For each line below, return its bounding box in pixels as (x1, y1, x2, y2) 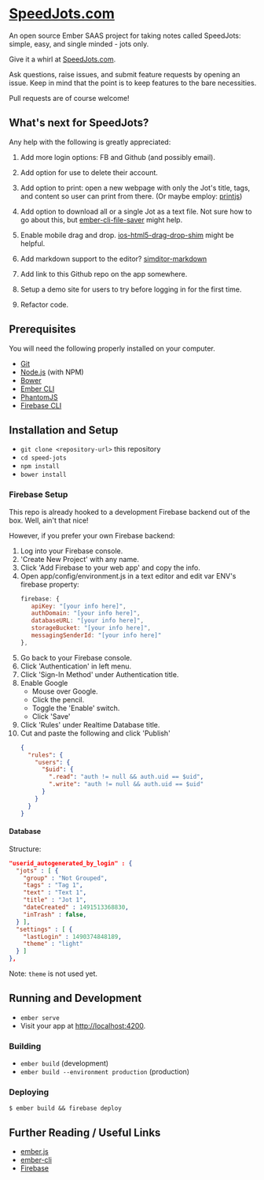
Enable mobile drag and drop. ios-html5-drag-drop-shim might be (20, 230, 234, 240)
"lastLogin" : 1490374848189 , (23, 932, 123, 940)
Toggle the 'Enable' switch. (31, 703, 120, 713)
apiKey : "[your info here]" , (31, 602, 126, 610)
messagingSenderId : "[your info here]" (31, 631, 162, 639)
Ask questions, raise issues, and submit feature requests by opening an (9, 69, 240, 79)
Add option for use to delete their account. (20, 167, 158, 177)
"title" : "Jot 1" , (23, 896, 87, 904)
